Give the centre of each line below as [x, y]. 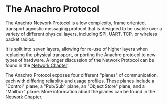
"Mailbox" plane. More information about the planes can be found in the [80, 91]
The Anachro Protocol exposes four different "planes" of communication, [82, 75]
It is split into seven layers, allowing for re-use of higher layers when [77, 49]
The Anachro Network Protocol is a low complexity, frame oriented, [76, 23]
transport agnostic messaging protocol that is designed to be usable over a [84, 28]
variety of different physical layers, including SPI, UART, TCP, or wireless [81, 34]
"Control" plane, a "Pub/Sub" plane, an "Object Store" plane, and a [75, 86]
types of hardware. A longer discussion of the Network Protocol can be [80, 60]
